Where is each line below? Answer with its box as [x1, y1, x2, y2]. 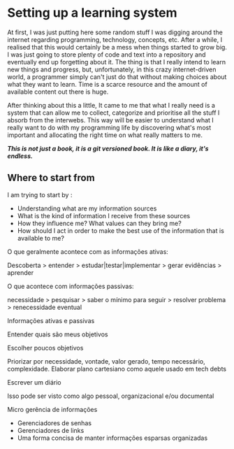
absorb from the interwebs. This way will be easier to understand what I [7, 115, 214, 124]
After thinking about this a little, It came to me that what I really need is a [7, 101, 215, 109]
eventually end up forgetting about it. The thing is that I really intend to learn [7, 57, 226, 66]
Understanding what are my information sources [17, 204, 157, 213]
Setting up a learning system [7, 5, 177, 21]
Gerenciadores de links [17, 426, 85, 434]
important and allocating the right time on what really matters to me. [7, 131, 203, 139]
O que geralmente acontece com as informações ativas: [7, 247, 169, 256]
